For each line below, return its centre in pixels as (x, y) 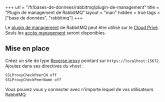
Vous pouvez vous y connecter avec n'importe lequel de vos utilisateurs (79, 89)
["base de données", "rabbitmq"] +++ (44, 18)
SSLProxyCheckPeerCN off (31, 75)
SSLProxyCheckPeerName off (33, 79)
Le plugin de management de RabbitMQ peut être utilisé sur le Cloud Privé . (82, 27)
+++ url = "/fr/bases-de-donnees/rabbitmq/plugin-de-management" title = (82, 7)
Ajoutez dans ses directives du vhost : (44, 66)
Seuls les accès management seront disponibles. (55, 33)
